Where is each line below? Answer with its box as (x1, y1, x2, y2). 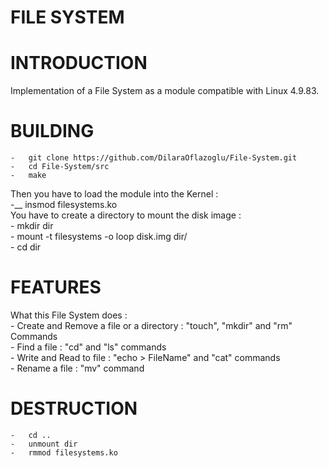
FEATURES (10, 276, 102, 299)
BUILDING (10, 120, 95, 143)
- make (10, 171, 47, 181)
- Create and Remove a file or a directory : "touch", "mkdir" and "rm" (10, 320, 293, 331)
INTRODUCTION (10, 52, 148, 75)
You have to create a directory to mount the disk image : (10, 209, 242, 221)
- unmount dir (10, 439, 78, 449)
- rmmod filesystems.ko (10, 447, 118, 458)
